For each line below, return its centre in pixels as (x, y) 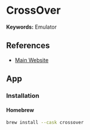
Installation (23, 96)
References (28, 46)
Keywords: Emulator (32, 27)
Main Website (32, 60)
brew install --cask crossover (45, 123)
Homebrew (20, 110)
